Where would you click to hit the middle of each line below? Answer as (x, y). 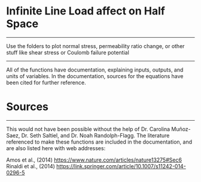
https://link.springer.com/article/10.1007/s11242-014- (121, 166)
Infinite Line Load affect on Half (86, 11)
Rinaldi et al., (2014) (31, 166)
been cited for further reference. (46, 82)
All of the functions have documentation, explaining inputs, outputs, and (95, 70)
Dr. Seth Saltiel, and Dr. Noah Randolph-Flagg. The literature (95, 135)
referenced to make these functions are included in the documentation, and (99, 142)
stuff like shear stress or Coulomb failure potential (68, 52)
